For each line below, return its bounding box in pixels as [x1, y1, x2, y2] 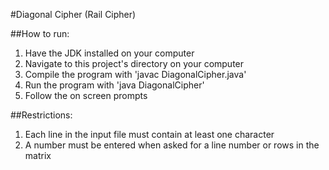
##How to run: [10, 28, 70, 39]
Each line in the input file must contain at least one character [24, 129, 275, 140]
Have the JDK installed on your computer [24, 47, 195, 59]
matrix [24, 150, 52, 161]
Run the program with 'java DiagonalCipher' [24, 79, 205, 91]
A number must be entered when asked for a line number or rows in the [24, 139, 320, 151]
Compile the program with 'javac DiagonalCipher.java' [24, 69, 247, 80]
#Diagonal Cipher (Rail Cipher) [10, 9, 137, 20]
